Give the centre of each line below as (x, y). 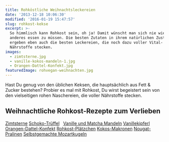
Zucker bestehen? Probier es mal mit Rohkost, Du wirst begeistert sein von (82, 90)
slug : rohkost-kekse (27, 24)
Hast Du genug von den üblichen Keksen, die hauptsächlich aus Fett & (78, 85)
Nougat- (142, 128)
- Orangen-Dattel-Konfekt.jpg (41, 66)
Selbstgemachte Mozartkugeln (55, 134)
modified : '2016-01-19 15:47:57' (40, 19)
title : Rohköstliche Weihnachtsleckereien (50, 10)
